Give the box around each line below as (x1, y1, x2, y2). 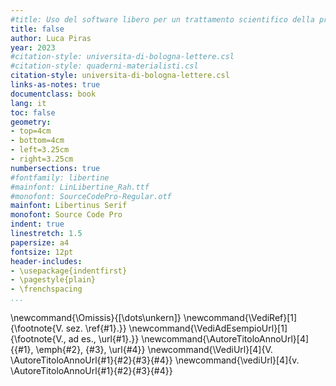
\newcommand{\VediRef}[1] (183, 312, 298, 323)
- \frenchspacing (10, 284, 83, 295)
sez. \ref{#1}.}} (65, 322, 127, 334)
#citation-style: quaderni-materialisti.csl (10, 61, 199, 71)
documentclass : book (10, 89, 97, 99)
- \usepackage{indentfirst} (10, 266, 128, 276)
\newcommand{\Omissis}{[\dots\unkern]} (10, 312, 182, 323)
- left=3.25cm (10, 145, 70, 155)
